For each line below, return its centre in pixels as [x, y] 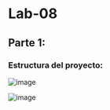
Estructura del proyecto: [56, 65]
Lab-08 [33, 14]
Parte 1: [27, 43]
